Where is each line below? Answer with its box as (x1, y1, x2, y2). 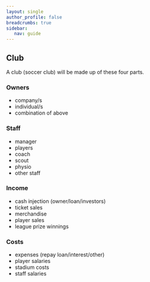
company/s (14, 97, 43, 104)
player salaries (14, 258, 51, 265)
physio (14, 163, 31, 170)
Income (6, 184, 28, 192)
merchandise (14, 210, 47, 217)
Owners (6, 83, 30, 91)
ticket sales (14, 204, 43, 211)
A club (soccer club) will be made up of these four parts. (6, 68, 144, 75)
